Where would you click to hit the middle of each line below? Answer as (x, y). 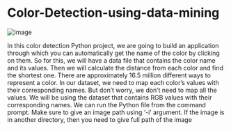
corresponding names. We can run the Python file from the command (107, 105)
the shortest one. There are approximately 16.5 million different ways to (109, 75)
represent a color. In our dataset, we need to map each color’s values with (113, 82)
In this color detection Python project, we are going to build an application (113, 45)
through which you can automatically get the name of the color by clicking (114, 53)
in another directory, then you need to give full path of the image (100, 119)
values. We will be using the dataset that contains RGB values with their (110, 97)
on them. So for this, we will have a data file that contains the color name (111, 60)
